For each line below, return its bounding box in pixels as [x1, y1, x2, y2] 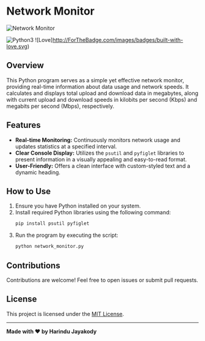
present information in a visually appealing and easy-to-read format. [15, 155, 187, 163]
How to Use [6, 186, 51, 196]
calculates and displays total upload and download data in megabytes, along [6, 90, 199, 97]
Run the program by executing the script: [15, 231, 118, 239]
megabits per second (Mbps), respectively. [6, 102, 115, 110]
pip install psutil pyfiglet [15, 220, 90, 227]
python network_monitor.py [15, 244, 84, 250]
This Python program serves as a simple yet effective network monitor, [6, 76, 184, 83]
